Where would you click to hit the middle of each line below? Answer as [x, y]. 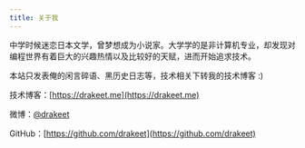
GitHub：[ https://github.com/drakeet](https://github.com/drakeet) [133, 133]
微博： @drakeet [39, 113]
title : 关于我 [34, 18]
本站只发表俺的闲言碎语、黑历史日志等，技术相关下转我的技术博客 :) [137, 75]
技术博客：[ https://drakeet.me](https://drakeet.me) [104, 94]
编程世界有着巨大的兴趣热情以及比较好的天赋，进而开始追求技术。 [133, 56]
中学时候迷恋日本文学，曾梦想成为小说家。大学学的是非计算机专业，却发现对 [152, 44]
